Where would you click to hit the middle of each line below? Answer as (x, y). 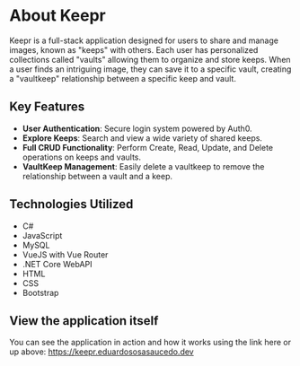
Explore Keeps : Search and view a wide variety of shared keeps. (142, 138)
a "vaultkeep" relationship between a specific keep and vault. (123, 78)
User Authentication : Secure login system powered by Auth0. (137, 128)
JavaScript (42, 235)
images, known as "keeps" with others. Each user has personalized (134, 49)
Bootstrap (40, 292)
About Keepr (57, 16)
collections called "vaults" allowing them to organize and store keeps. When (150, 59)
